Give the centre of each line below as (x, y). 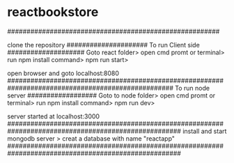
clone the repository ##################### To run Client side (103, 45)
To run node (193, 88)
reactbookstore (53, 12)
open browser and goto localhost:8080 (63, 73)
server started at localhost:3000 (53, 116)
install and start (204, 131)
